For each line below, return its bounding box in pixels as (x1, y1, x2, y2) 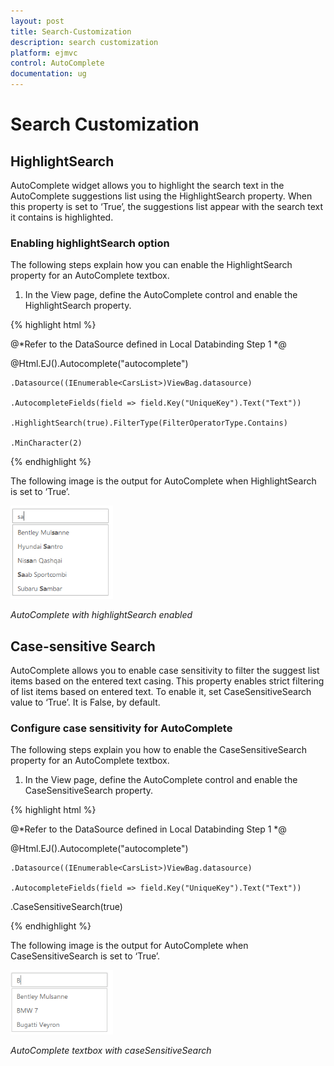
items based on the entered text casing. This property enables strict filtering (10, 675, 325, 687)
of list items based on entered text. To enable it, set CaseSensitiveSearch (10, 686, 312, 698)
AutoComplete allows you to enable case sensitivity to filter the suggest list (10, 665, 320, 677)
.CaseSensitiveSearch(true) (10, 901, 123, 913)
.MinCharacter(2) (10, 438, 83, 449)
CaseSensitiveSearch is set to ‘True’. (10, 950, 161, 962)
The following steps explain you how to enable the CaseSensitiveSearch (10, 744, 308, 756)
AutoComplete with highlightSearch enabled (10, 609, 193, 621)
